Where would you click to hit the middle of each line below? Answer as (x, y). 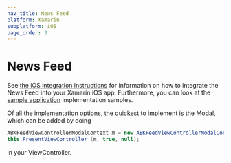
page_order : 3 (27, 33)
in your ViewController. (40, 152)
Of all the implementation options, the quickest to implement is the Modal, (111, 113)
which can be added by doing (49, 121)
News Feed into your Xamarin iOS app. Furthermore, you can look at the (109, 92)
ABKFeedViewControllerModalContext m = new (70, 133)
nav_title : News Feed (38, 13)
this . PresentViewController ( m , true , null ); (73, 140)
